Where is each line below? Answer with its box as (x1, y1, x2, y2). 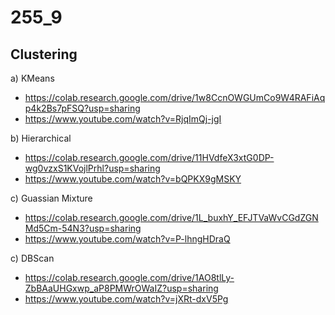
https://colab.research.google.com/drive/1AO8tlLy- (24, 272, 235, 283)
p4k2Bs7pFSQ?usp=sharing (24, 102, 141, 114)
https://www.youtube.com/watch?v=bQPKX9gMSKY (24, 173, 242, 185)
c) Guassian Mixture (10, 192, 93, 204)
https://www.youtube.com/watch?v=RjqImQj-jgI (24, 113, 222, 125)
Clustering (10, 46, 78, 63)
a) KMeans (10, 72, 55, 84)
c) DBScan (10, 252, 55, 264)
